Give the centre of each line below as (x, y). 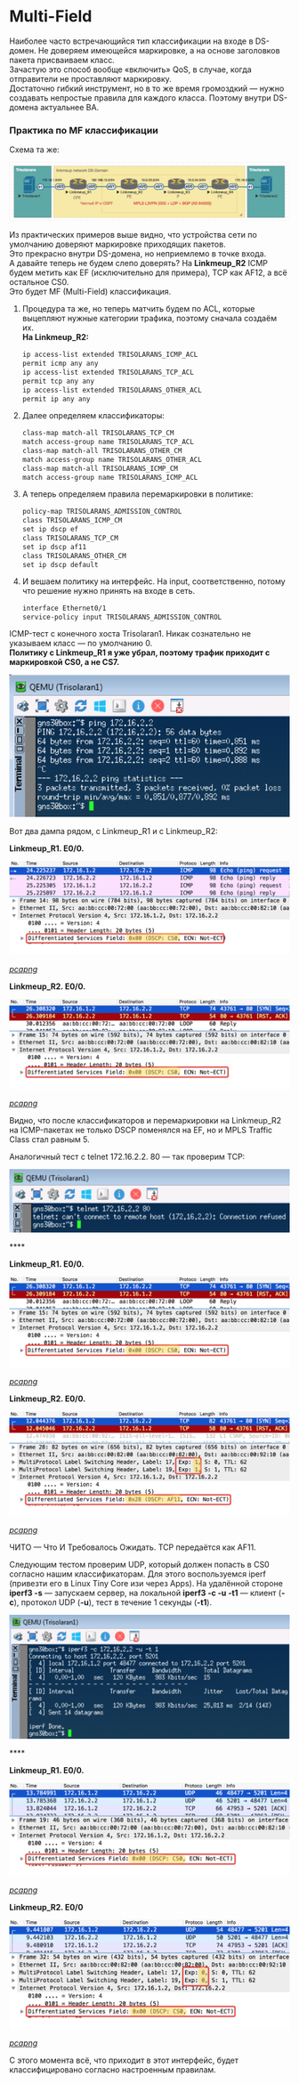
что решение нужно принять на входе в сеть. (109, 591)
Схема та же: (34, 150)
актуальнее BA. (69, 107)
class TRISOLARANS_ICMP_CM (72, 521)
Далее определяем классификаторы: (93, 416)
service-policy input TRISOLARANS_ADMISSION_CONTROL (122, 617)
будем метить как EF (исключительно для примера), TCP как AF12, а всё (148, 272)
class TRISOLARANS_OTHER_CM (74, 556)
